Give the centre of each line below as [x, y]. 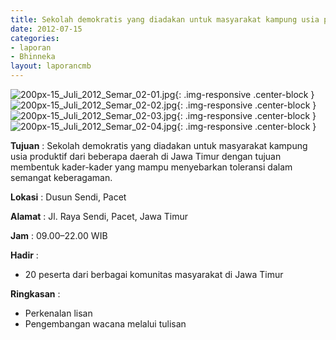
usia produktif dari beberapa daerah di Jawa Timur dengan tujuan [146, 156]
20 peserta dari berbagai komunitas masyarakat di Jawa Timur [154, 274]
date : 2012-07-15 [46, 29]
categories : [35, 38]
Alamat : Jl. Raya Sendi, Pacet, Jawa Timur [99, 216]
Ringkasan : [35, 294]
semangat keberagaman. [61, 177]
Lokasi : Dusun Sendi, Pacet [68, 197]
